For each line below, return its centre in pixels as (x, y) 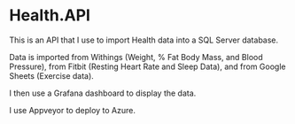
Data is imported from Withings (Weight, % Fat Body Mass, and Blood (136, 57)
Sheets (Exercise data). (52, 75)
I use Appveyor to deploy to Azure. (72, 110)
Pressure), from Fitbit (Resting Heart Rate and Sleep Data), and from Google (147, 66)
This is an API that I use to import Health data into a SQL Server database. (144, 40)
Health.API (50, 15)
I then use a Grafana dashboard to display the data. (103, 93)
